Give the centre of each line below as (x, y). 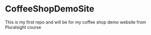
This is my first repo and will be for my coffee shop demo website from (75, 22)
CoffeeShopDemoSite (50, 9)
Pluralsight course (23, 27)
